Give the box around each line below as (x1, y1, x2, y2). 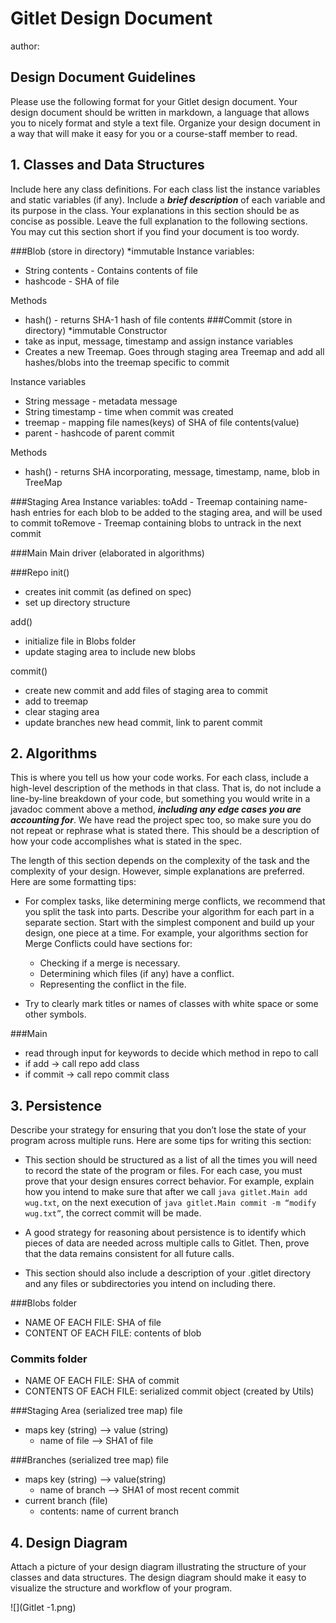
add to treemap (24, 695, 89, 707)
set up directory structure (24, 596, 131, 608)
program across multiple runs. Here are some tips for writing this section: (10, 1135, 312, 1147)
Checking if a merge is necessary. (39, 957, 181, 969)
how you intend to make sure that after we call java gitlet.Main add (24, 1186, 308, 1198)
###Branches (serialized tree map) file (10, 1454, 169, 1466)
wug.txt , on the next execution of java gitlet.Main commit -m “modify (24, 1197, 317, 1209)
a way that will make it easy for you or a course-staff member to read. (10, 127, 298, 139)
